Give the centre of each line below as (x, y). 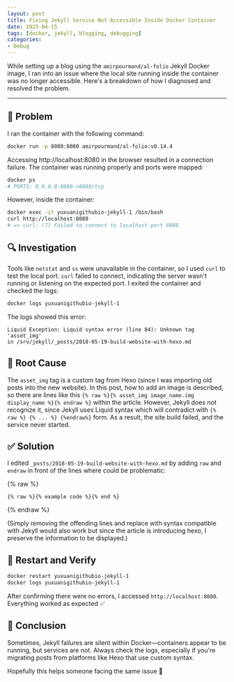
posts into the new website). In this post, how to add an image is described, (116, 387)
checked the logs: (33, 290)
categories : (24, 40)
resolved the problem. (39, 88)
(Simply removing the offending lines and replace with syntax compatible (112, 524)
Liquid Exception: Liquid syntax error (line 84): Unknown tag (101, 329)
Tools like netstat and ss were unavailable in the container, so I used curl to (116, 268)
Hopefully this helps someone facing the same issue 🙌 (85, 671)
